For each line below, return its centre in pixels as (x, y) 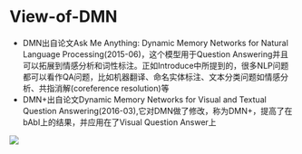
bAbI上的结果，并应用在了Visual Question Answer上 (119, 122)
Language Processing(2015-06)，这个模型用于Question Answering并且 (155, 54)
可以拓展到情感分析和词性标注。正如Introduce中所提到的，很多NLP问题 (156, 65)
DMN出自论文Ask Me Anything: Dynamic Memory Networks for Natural (155, 43)
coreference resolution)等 (121, 88)
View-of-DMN (63, 17)
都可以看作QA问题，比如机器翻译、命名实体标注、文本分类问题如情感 (151, 77)
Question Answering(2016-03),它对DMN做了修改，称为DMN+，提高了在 (157, 111)
